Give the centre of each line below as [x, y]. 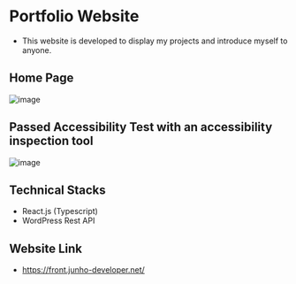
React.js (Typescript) [60, 211]
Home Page [42, 78]
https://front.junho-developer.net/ [83, 270]
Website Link [46, 248]
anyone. [37, 50]
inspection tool [51, 141]
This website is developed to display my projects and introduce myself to [155, 41]
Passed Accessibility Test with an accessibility [141, 127]
